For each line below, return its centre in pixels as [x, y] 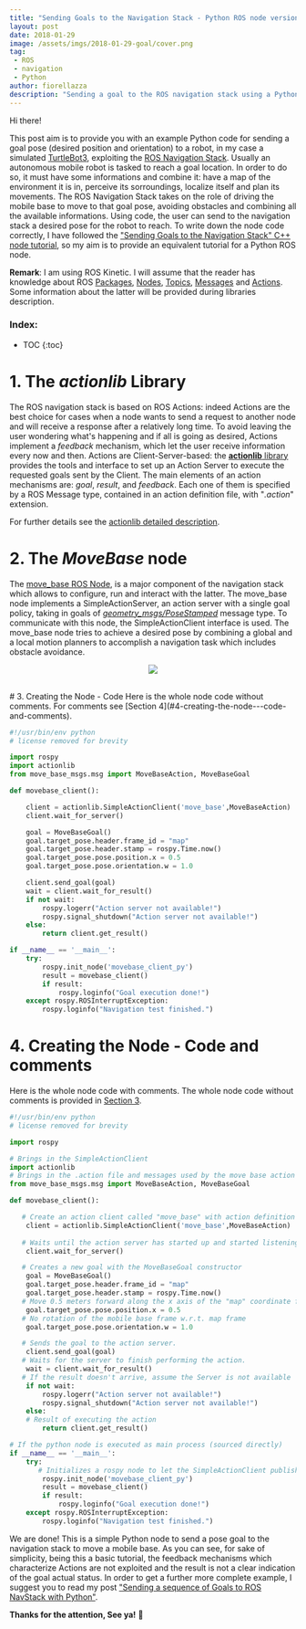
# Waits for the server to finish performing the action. [134, 1361]
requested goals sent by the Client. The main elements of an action [135, 475]
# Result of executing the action [91, 1420]
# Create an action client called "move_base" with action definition [158, 1217]
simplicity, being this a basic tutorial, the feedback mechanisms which [141, 1558]
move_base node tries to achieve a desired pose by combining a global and [151, 632]
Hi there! [25, 121]
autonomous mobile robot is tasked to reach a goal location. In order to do [148, 167]
